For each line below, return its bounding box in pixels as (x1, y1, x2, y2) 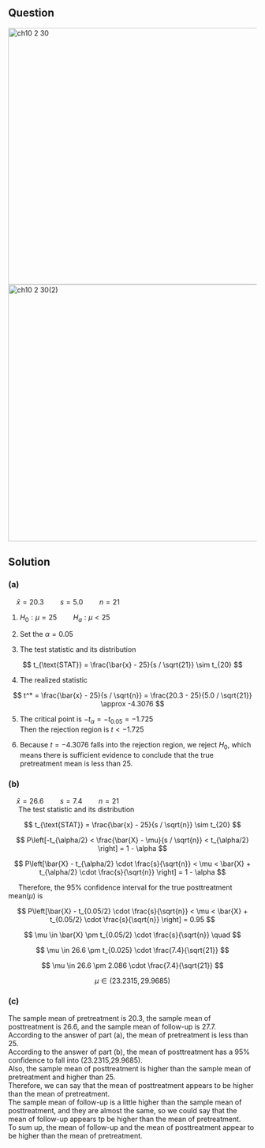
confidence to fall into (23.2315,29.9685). (8, 1056, 144, 1065)
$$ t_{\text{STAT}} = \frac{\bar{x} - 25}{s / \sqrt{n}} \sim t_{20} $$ (23, 820, 242, 830)
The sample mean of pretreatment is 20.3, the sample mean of (8, 1014, 211, 1023)
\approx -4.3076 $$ (100, 699, 165, 709)
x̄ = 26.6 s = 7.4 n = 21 (16, 796, 120, 806)
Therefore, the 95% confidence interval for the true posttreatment (18, 883, 233, 892)
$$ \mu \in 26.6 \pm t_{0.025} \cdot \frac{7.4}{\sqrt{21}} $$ (35, 946, 230, 955)
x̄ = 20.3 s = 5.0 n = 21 (16, 597, 120, 607)
